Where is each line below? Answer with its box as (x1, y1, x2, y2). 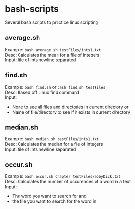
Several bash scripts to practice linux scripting (5, 19, 98, 25)
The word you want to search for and (12, 193, 87, 199)
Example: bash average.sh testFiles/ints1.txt (5, 46, 101, 52)
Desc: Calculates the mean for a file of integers (5, 52, 100, 57)
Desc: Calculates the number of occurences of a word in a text (5, 179, 131, 185)
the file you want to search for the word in (12, 198, 96, 204)
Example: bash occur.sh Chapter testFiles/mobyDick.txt (5, 173, 121, 179)
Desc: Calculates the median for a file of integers (5, 141, 103, 147)
